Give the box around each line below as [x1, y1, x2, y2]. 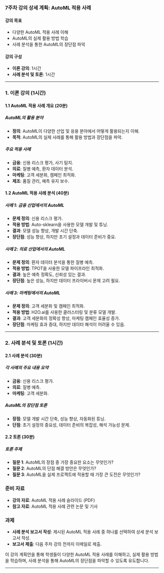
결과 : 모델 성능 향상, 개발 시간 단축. [12, 228, 79, 234]
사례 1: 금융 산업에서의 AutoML [5, 202, 64, 208]
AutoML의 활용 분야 [5, 115, 43, 121]
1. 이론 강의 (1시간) [5, 90, 46, 97]
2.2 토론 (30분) [5, 434, 35, 440]
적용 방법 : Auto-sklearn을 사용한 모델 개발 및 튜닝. [12, 222, 108, 227]
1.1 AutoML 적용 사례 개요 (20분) [5, 102, 68, 108]
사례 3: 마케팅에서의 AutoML [5, 290, 61, 296]
